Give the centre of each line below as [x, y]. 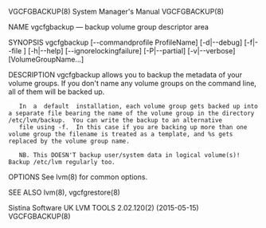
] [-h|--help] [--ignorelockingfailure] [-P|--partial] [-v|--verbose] [129, 51]
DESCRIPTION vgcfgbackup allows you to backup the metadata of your [125, 75]
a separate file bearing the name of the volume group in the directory [131, 113]
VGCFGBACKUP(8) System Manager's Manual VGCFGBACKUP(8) [116, 12]
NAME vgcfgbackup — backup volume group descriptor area [109, 27]
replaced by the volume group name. [69, 141]
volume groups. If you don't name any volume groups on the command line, [133, 83]
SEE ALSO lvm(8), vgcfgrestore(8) [65, 192]
